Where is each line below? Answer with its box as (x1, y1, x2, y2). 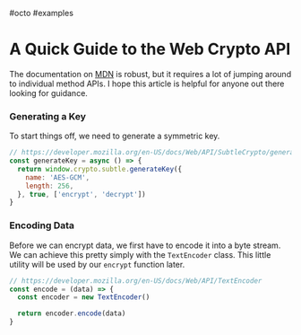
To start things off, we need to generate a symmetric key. (9, 130, 220, 142)
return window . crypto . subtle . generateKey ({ (17, 164, 182, 173)
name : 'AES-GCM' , (25, 172, 90, 182)
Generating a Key (9, 110, 87, 122)
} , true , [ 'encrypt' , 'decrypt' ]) (17, 190, 146, 198)
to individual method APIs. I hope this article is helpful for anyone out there (9, 78, 285, 89)
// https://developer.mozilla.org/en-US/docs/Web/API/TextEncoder (9, 276, 262, 286)
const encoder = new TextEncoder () (17, 293, 150, 302)
